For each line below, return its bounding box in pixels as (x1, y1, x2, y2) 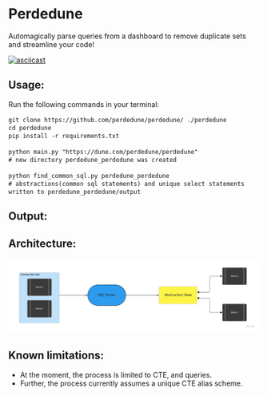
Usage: (8, 78, 46, 92)
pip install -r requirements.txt (8, 132, 120, 140)
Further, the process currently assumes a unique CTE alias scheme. (19, 378, 243, 388)
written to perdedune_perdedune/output (8, 188, 141, 196)
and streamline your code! (8, 39, 94, 49)
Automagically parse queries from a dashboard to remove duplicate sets (8, 31, 246, 41)
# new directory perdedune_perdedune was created (8, 156, 177, 164)
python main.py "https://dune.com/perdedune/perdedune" (8, 148, 198, 156)
